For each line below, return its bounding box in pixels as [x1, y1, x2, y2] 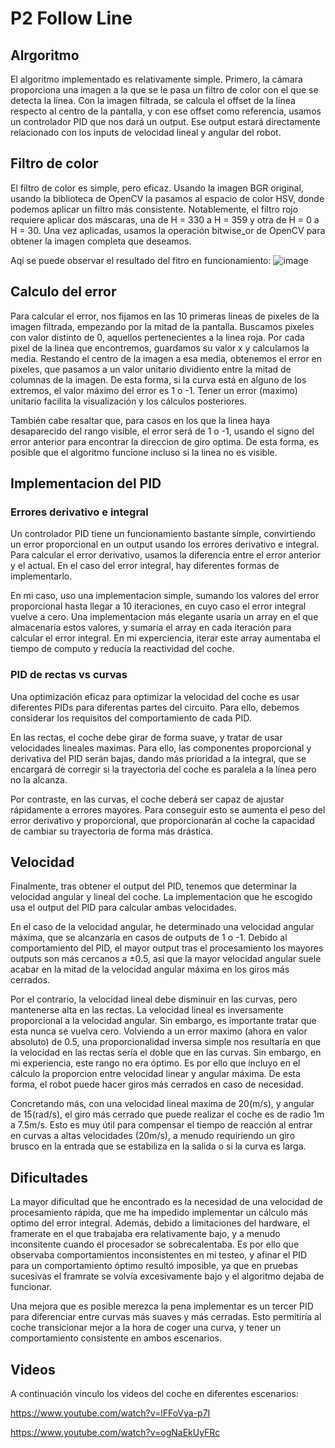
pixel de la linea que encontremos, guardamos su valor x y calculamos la [10, 342, 310, 354]
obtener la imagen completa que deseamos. [10, 235, 192, 247]
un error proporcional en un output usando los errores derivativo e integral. [10, 538, 320, 551]
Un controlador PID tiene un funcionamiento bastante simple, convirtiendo [10, 528, 316, 540]
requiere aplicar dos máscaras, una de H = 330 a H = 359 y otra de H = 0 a [10, 213, 320, 226]
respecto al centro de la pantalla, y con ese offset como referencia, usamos [10, 105, 322, 117]
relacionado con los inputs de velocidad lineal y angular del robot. [10, 127, 282, 138]
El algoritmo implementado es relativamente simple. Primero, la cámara [10, 73, 303, 85]
